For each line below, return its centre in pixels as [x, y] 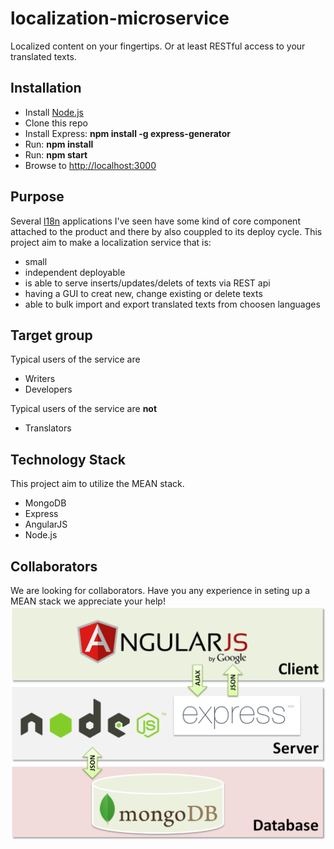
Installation [46, 88]
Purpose [37, 197]
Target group [51, 335]
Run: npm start [56, 154]
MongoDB [45, 503]
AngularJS [46, 524]
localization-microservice [120, 18]
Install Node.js [54, 112]
